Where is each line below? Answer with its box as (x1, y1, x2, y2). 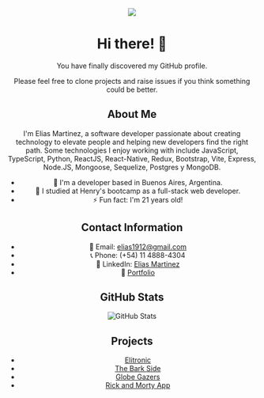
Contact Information (81, 221, 183, 234)
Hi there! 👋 (96, 35, 168, 53)
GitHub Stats (100, 290, 164, 304)
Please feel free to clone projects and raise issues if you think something (13, 76, 251, 85)
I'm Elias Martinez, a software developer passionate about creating (23, 128, 241, 138)
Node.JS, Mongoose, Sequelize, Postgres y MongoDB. (43, 162, 221, 172)
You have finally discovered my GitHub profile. (56, 61, 208, 70)
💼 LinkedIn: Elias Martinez (96, 259, 180, 268)
